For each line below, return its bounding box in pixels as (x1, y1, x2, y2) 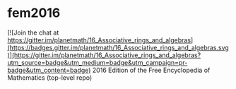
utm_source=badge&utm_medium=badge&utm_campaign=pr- (7, 58, 188, 66)
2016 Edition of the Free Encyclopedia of (92, 66, 211, 74)
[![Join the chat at (7, 28, 59, 37)
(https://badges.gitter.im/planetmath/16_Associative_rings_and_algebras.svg (7, 43, 230, 52)
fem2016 (7, 5, 61, 21)
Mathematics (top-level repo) (7, 73, 93, 82)
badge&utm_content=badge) (7, 66, 91, 74)
